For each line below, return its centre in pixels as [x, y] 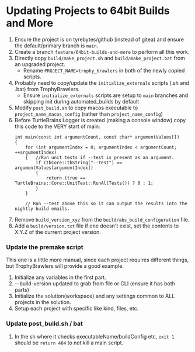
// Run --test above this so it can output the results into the [107, 203]
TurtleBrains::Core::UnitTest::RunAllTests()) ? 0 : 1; [84, 183]
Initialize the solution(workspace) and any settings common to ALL [95, 296]
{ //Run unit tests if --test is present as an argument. [100, 157]
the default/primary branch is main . [56, 46]
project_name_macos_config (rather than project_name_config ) [89, 114]
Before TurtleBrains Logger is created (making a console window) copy [100, 120]
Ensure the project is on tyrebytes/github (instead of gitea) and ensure [99, 39]
